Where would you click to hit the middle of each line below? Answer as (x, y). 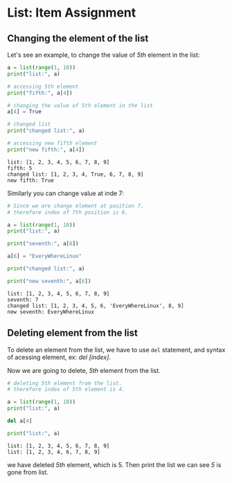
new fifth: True (30, 180)
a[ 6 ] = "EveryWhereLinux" (44, 256)
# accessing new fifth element (52, 143)
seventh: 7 (23, 300)
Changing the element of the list (78, 38)
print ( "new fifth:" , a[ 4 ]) (46, 149)
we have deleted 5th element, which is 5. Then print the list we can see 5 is (114, 464)
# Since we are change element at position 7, (75, 206)
